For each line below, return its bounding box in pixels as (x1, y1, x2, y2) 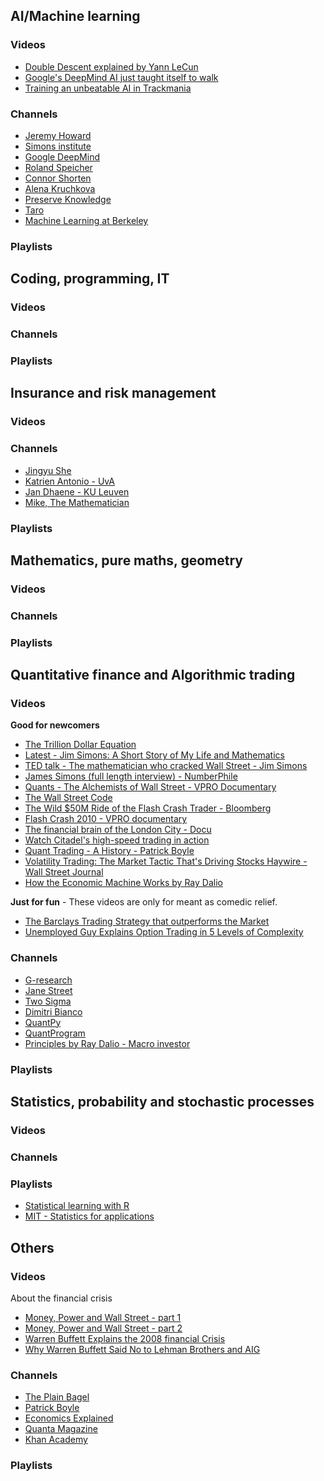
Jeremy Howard (24, 129, 92, 141)
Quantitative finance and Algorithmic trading (10, 667, 296, 684)
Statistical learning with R (24, 1200, 130, 1212)
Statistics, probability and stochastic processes (10, 1094, 315, 1111)
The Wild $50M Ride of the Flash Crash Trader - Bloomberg (24, 802, 272, 814)
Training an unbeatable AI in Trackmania (24, 82, 192, 94)
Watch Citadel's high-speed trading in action (24, 834, 210, 846)
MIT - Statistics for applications (24, 1210, 155, 1223)
